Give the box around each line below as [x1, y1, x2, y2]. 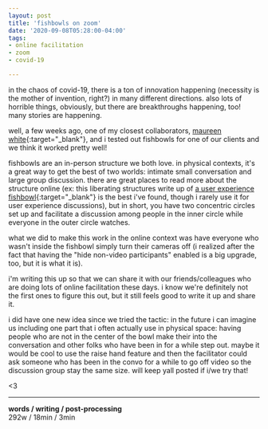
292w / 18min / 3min [8, 412, 76, 422]
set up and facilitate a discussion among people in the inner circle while [8, 209, 243, 218]
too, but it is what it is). [8, 258, 84, 268]
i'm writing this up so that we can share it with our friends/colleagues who [8, 274, 251, 283]
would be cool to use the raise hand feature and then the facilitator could [8, 348, 247, 358]
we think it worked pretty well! [8, 143, 108, 152]
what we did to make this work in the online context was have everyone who [8, 233, 259, 242]
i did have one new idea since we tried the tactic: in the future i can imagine [8, 314, 257, 324]
